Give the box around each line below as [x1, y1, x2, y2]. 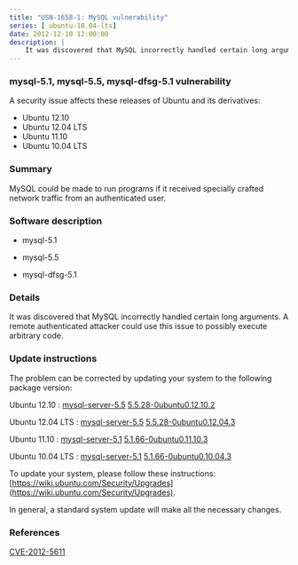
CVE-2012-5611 [9, 546, 66, 557]
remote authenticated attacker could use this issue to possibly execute [9, 321, 268, 332]
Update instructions [9, 352, 98, 365]
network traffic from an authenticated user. [9, 192, 167, 203]
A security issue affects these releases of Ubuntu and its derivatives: [9, 95, 261, 106]
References [9, 526, 60, 538]
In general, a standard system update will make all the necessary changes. [9, 504, 282, 514]
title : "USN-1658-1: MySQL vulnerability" [9, 12, 169, 22]
